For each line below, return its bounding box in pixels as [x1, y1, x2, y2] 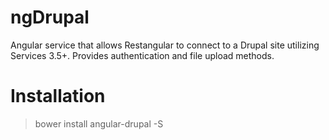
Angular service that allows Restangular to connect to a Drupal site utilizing [10, 39, 320, 51]
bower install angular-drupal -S [34, 117, 164, 130]
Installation [10, 85, 106, 108]
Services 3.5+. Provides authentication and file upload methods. [10, 49, 275, 61]
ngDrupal [10, 6, 90, 29]
